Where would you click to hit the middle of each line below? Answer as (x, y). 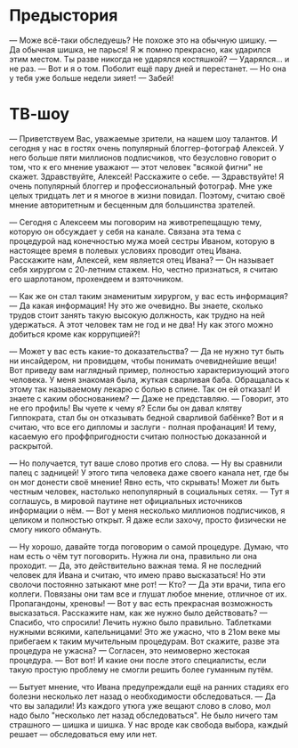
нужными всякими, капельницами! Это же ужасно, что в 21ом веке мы (145, 631)
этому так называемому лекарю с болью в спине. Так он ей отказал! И (145, 389)
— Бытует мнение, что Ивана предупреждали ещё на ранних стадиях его (149, 687)
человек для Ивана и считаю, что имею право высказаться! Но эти (137, 574)
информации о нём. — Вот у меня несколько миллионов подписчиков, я (147, 510)
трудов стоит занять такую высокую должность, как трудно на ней (137, 315)
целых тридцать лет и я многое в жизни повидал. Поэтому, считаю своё (147, 195)
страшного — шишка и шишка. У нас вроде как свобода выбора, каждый (149, 724)
